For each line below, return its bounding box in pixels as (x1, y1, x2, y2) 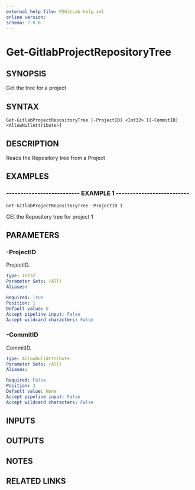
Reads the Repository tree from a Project (6, 155, 105, 161)
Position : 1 (6, 300, 35, 306)
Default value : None (6, 389, 57, 395)
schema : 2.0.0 (6, 20, 41, 25)
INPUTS (6, 416, 35, 426)
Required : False (6, 377, 46, 383)
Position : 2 (6, 383, 35, 389)
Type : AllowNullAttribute (6, 356, 70, 361)
